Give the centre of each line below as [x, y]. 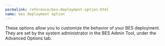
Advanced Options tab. [29, 38]
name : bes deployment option [35, 14]
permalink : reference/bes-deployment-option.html [57, 9]
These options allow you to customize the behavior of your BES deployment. [82, 28]
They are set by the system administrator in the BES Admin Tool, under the [81, 33]
